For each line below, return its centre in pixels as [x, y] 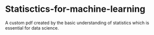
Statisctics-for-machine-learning [75, 9]
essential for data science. [32, 28]
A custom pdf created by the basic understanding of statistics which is [77, 23]
